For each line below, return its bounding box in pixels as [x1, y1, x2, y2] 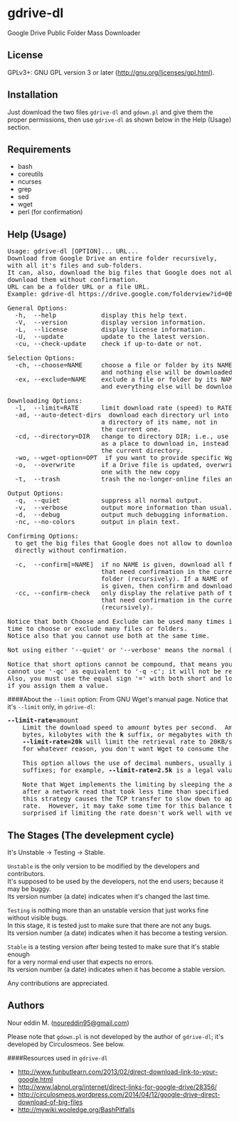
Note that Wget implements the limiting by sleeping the [22, 781, 225, 788]
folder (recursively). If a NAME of [100, 575, 229, 583]
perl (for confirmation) [17, 208, 83, 217]
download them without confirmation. [7, 276, 139, 284]
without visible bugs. [7, 914, 68, 922]
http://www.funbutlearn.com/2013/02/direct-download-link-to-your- [17, 1067, 218, 1076]
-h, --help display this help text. [14, 311, 188, 320]
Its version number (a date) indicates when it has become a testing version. [7, 929, 228, 937]
